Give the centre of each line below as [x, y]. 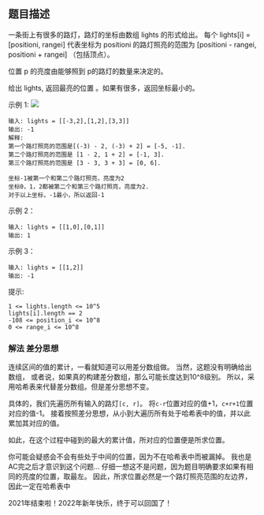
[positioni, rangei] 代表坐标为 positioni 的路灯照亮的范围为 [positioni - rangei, [132, 44]
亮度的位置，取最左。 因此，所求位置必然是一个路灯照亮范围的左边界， [137, 476]
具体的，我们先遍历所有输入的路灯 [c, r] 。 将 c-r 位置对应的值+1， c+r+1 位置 [131, 404]
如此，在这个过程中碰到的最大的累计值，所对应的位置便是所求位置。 [119, 440]
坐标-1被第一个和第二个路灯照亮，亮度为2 [66, 178]
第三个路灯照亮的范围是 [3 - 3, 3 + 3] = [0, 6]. [85, 163]
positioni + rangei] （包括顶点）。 [61, 54]
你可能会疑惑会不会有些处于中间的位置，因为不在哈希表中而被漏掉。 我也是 [130, 457]
